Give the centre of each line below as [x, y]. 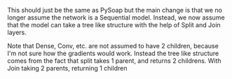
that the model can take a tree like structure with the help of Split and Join [114, 25]
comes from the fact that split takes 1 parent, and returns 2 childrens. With [115, 61]
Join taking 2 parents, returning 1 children [67, 68]
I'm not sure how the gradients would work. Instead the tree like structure [113, 53]
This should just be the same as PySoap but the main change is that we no [115, 10]
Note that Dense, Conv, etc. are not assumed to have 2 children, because [113, 46]
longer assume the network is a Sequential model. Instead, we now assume [116, 17]
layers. [17, 32]
